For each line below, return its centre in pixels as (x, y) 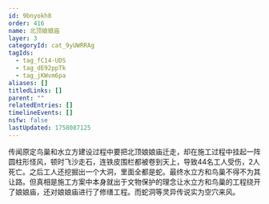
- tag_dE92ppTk (41, 68)
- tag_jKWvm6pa (41, 75)
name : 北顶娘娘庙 (34, 31)
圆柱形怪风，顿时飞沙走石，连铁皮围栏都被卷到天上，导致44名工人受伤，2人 (134, 161)
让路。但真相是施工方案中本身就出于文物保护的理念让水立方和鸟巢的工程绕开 (134, 182)
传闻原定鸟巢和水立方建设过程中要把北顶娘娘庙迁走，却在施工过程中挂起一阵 (134, 151)
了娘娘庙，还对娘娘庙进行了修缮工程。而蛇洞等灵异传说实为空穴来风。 (124, 192)
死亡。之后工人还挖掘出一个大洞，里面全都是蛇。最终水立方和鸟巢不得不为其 (134, 171)
